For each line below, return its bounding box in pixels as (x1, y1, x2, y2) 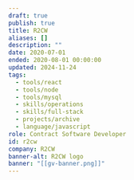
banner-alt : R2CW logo (8, 152, 84, 160)
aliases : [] (8, 33, 48, 42)
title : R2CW (8, 26, 48, 34)
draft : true (8, 11, 48, 20)
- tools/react (15, 78, 62, 86)
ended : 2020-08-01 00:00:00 (8, 57, 102, 65)
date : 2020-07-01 (8, 49, 66, 57)
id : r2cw (8, 137, 37, 146)
